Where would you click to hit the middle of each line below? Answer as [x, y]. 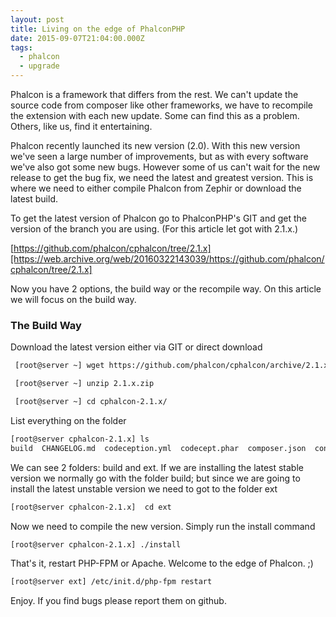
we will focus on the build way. [73, 299]
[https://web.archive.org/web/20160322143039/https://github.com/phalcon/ [167, 259]
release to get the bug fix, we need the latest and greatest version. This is [162, 177]
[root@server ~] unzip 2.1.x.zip [84, 384]
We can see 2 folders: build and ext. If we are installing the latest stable [157, 467]
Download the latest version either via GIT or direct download [136, 347]
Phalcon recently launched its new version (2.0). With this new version [155, 145]
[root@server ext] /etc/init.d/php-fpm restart [111, 582]
